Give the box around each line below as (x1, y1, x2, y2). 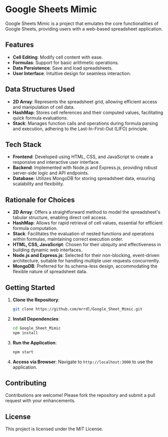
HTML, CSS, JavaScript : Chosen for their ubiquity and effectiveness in (12, 242, 161, 248)
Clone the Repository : (12, 297, 60, 303)
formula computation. (12, 225, 58, 231)
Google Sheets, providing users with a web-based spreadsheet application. (5, 25, 163, 32)
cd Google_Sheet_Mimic (12, 326, 61, 331)
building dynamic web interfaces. (12, 247, 83, 253)
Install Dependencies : (12, 315, 60, 322)
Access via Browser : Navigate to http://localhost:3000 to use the (12, 359, 153, 365)
